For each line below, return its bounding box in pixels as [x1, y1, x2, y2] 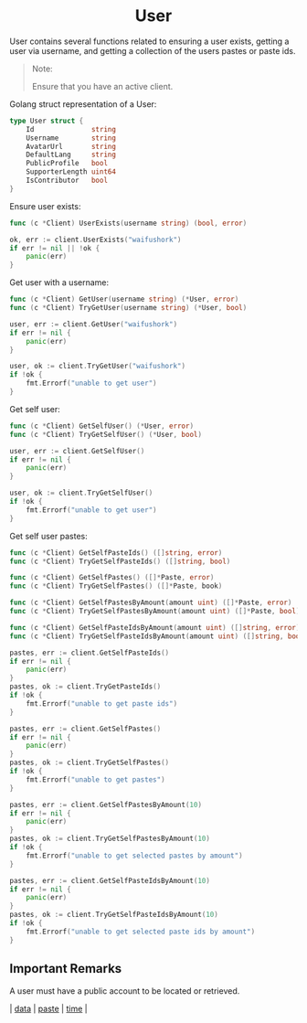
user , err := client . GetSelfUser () [9, 446, 145, 455]
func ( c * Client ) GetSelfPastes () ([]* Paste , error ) [9, 573, 215, 582]
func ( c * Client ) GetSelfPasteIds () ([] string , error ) [9, 548, 223, 558]
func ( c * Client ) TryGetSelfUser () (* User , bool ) [9, 430, 203, 439]
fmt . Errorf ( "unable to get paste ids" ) [26, 698, 178, 709]
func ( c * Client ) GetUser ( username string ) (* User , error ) [9, 294, 239, 304]
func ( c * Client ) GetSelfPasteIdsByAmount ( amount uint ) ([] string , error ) [9, 623, 301, 632]
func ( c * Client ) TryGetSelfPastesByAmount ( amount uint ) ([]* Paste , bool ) [9, 607, 301, 616]
